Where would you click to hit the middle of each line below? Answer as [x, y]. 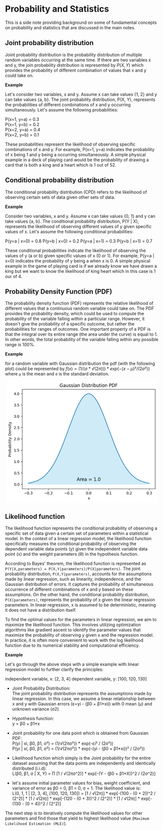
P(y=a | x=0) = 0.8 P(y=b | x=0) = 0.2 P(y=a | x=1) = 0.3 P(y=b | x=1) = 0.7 [79, 241]
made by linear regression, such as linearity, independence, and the [73, 579]
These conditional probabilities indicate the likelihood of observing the [75, 250]
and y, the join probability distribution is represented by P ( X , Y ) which [74, 65]
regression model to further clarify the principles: [54, 670]
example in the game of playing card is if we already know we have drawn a [81, 266]
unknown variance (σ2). [36, 709]
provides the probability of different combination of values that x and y [76, 70]
